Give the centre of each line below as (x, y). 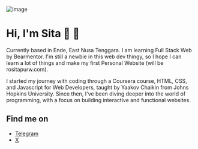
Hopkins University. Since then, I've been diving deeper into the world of (96, 94)
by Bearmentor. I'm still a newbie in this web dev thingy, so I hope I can (94, 56)
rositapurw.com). (27, 69)
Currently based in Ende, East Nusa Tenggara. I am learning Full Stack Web (99, 50)
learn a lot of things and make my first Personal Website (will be (85, 62)
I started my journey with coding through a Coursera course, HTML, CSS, (97, 81)
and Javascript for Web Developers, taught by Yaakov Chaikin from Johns (97, 87)
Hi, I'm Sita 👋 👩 (43, 34)
